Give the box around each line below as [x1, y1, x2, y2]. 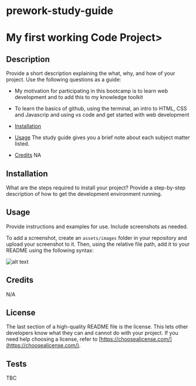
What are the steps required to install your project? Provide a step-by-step [6, 184, 186, 191]
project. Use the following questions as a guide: [6, 76, 121, 83]
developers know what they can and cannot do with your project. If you [6, 330, 179, 337]
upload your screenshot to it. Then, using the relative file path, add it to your [6, 241, 190, 248]
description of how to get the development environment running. [6, 191, 163, 197]
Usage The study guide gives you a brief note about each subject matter [14, 134, 191, 141]
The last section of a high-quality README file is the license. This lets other [6, 323, 188, 330]
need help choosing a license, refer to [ [6, 336, 101, 343]
